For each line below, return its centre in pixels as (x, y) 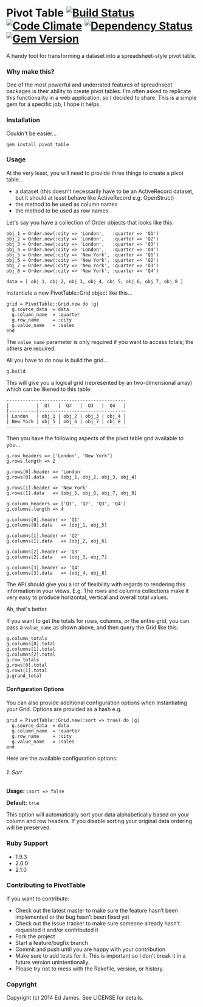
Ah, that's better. (27, 609)
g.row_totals (23, 660)
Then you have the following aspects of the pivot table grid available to (95, 438)
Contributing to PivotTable (46, 885)
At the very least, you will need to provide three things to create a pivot (95, 173)
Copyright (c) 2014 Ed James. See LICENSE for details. (75, 998)
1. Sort (14, 772)
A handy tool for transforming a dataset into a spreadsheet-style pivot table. (101, 55)
